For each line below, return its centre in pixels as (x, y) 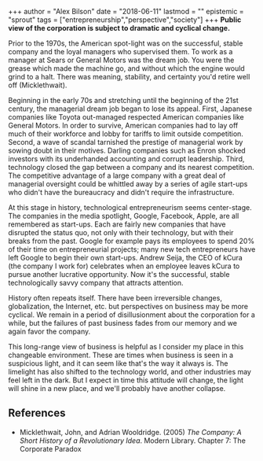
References (37, 413)
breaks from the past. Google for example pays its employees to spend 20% (131, 241)
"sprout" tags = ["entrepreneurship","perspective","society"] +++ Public (125, 20)
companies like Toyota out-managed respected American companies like (126, 117)
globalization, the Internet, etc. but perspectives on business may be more (128, 306)
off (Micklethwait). (38, 85)
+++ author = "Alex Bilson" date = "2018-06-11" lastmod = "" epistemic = (126, 11)
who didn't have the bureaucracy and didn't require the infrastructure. (121, 192)
